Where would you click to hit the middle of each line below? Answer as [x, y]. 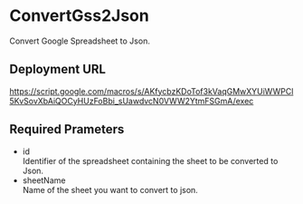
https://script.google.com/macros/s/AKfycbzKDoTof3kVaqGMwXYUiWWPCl [151, 91]
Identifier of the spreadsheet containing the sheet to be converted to [150, 160]
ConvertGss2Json [79, 16]
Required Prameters [67, 129]
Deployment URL [58, 69]
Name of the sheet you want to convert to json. [110, 189]
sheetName [44, 180]
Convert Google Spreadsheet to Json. [80, 41]
